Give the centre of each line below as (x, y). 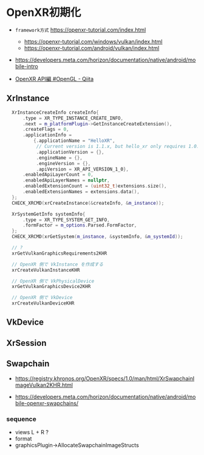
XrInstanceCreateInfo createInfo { (55, 112)
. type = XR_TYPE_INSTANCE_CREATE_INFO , (73, 118)
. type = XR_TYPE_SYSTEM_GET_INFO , (66, 220)
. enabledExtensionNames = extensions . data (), (81, 192)
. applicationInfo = (47, 135)
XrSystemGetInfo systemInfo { (49, 214)
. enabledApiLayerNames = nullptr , (66, 180)
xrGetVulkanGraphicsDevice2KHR (51, 287)
